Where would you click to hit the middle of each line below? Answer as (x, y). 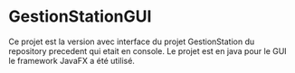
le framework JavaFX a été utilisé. (71, 60)
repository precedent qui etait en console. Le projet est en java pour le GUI (147, 50)
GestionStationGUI (80, 17)
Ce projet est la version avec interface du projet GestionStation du (132, 41)
